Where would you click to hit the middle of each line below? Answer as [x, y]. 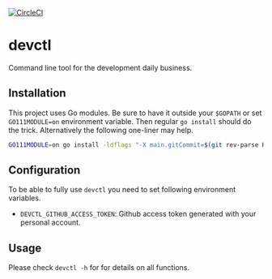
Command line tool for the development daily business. [100, 67]
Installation [37, 93]
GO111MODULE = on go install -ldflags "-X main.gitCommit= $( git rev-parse [134, 145]
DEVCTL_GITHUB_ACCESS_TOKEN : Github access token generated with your [138, 214]
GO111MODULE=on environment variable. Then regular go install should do [130, 121]
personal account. [50, 222]
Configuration [45, 170]
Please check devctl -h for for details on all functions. [99, 268]
